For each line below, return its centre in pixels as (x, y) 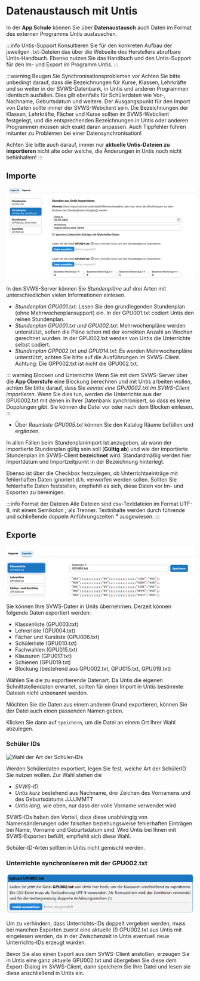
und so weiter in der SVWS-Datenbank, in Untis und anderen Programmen (98, 88)
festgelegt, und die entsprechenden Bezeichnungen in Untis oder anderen (97, 120)
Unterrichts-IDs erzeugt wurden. (46, 943)
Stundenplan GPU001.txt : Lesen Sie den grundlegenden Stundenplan (100, 306)
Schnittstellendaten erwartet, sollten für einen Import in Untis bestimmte (95, 686)
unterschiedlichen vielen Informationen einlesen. (66, 295)
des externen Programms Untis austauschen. (62, 33)
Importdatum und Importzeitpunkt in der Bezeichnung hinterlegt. (85, 461)
